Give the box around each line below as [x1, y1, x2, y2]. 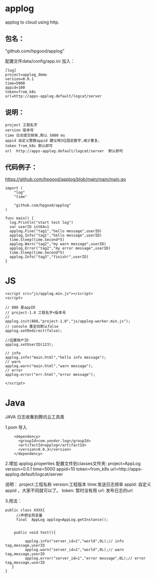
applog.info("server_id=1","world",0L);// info [25, 539, 124, 544]
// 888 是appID [5, 305, 35, 310]
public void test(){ [14, 530, 56, 535]
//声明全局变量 [16, 513, 43, 518]
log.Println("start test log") [9, 220, 74, 225]
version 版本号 [5, 128, 34, 132]
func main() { [5, 216, 34, 221]
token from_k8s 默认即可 [5, 143, 53, 148]
